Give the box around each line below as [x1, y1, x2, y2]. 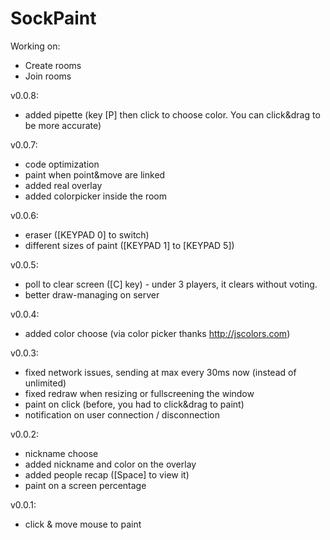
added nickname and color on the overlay [24, 458, 197, 470]
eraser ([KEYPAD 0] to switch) [24, 228, 150, 241]
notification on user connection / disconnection [24, 408, 220, 421]
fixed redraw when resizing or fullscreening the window [24, 387, 255, 399]
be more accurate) [24, 119, 102, 131]
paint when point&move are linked [24, 168, 166, 181]
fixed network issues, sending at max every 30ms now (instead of [24, 366, 297, 378]
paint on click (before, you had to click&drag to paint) [24, 398, 245, 410]
